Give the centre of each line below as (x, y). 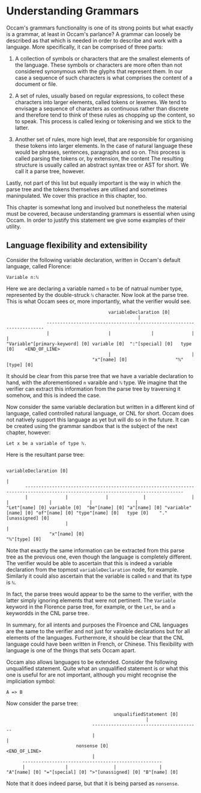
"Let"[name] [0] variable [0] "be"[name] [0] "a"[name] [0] (84, 507)
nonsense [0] (92, 746)
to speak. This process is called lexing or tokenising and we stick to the (103, 121)
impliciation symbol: (31, 681)
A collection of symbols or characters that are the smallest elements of (102, 58)
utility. (14, 226)
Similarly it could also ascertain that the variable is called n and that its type (99, 576)
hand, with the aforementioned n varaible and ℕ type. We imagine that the (97, 382)
